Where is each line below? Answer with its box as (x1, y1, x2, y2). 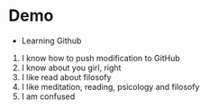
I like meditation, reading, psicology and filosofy (21, 81, 200, 92)
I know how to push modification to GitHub (21, 52, 181, 63)
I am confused (21, 91, 76, 102)
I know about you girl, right (21, 62, 122, 73)
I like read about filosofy (21, 71, 112, 82)
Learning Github (21, 35, 82, 46)
